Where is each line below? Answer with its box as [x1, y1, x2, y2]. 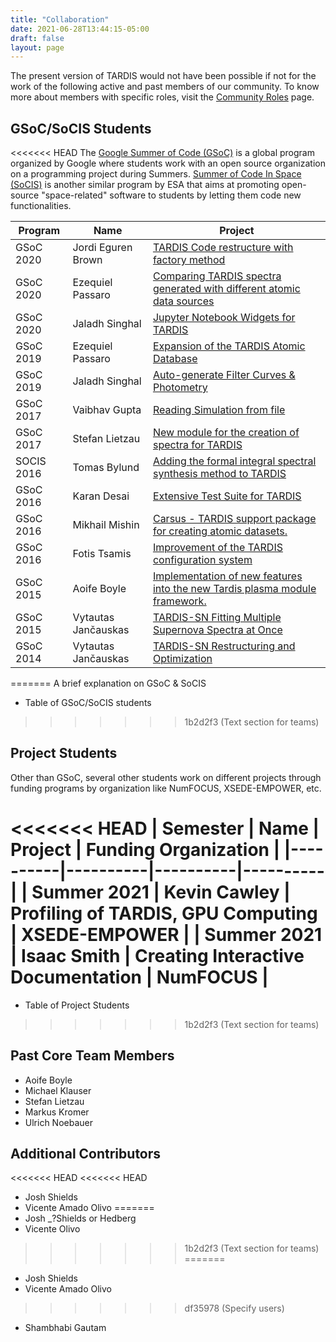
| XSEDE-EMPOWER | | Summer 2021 [10, 924, 323, 946]
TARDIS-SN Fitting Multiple [152, 611, 282, 625]
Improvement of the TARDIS [152, 541, 283, 555]
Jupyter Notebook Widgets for [152, 311, 296, 325]
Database [152, 352, 198, 366]
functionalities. [10, 200, 72, 212]
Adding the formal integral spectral [152, 454, 317, 468]
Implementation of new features [152, 569, 303, 583]
